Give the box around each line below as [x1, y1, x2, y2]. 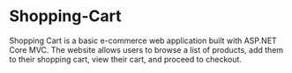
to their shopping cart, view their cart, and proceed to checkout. [9, 54, 243, 64]
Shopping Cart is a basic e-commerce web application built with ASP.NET [9, 35, 278, 46]
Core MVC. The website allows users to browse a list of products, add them [9, 44, 284, 55]
